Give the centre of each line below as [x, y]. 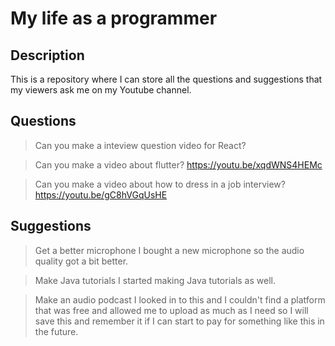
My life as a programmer [114, 18]
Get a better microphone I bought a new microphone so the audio [169, 250]
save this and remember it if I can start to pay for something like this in [179, 321]
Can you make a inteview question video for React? [140, 145]
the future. [56, 331]
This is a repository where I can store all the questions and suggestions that [166, 79]
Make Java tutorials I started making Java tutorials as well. [155, 280]
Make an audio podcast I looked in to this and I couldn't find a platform [180, 299]
